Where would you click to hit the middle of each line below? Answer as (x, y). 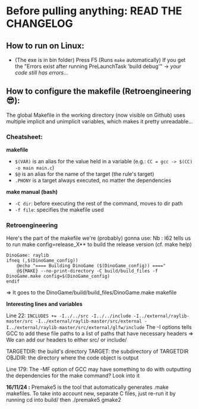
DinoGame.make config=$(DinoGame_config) (58, 276)
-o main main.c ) (34, 168)
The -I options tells (169, 327)
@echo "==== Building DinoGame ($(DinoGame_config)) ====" (91, 266)
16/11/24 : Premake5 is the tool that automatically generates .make (88, 387)
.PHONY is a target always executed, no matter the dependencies (93, 181)
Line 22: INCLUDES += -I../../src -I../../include (69, 316)
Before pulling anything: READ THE (94, 11)
